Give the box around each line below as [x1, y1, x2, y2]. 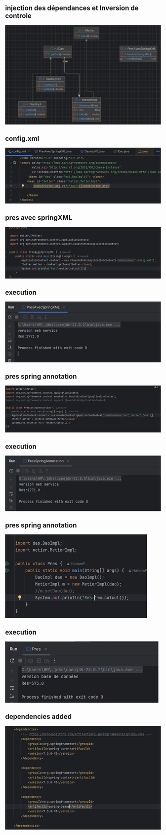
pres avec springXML [5, 213, 73, 222]
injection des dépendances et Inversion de [5, 4, 139, 12]
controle [5, 12, 32, 20]
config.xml [5, 134, 40, 143]
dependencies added [5, 712, 72, 721]
